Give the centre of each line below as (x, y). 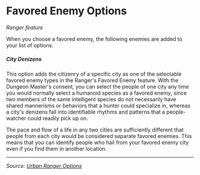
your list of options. (30, 45)
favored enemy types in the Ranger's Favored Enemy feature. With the (92, 80)
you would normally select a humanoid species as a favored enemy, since (96, 93)
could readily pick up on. (58, 118)
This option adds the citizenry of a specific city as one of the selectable (94, 74)
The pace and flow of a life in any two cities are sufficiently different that (95, 130)
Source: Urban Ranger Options (44, 165)
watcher (16, 118)
